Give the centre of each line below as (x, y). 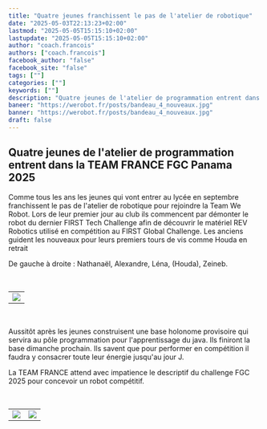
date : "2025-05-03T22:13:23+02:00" (68, 23)
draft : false (30, 120)
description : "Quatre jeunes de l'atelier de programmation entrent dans (134, 98)
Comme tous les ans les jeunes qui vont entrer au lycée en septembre (123, 196)
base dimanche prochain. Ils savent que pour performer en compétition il (129, 348)
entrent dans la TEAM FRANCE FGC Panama (120, 165)
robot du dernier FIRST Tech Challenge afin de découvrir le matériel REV (128, 222)
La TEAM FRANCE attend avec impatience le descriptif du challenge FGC (129, 372)
